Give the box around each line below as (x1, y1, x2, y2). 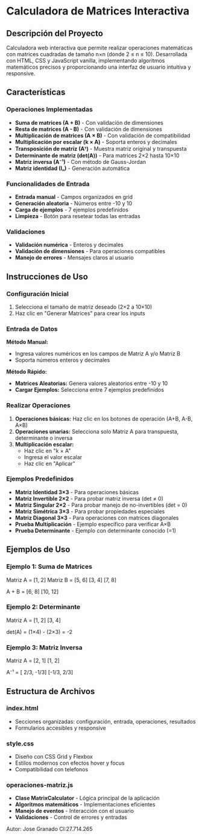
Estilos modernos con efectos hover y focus (14, 759, 125, 766)
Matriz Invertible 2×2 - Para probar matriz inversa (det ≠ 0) (14, 495, 164, 502)
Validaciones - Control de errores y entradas (14, 813, 128, 821)
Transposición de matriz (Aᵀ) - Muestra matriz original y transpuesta (14, 145, 187, 152)
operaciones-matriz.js (6, 781, 74, 789)
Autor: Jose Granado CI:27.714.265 (6, 826, 93, 833)
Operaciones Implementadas (6, 105, 93, 114)
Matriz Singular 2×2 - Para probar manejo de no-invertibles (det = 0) (14, 501, 188, 509)
